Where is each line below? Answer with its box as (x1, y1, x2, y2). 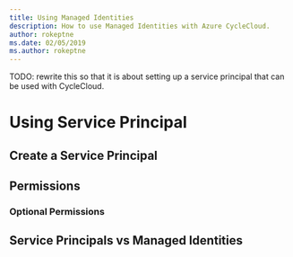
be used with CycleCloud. (9, 81, 105, 92)
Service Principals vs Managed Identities (9, 233, 244, 248)
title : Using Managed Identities (9, 13, 134, 22)
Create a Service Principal (9, 147, 159, 163)
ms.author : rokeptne (9, 47, 87, 56)
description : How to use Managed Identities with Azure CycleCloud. (9, 22, 271, 31)
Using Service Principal (9, 112, 188, 133)
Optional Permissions (9, 206, 105, 218)
